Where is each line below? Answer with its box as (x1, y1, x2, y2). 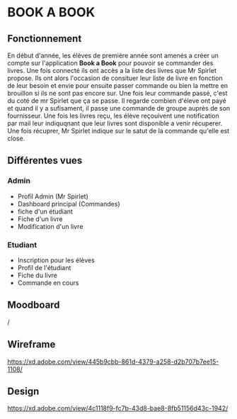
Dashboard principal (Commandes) (17, 199, 120, 208)
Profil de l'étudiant (17, 263, 71, 272)
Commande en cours (17, 278, 79, 287)
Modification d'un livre (17, 222, 83, 230)
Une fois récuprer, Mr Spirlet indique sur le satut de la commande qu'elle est (7, 127, 230, 135)
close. (7, 134, 25, 143)
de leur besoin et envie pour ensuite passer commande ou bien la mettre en (7, 82, 229, 89)
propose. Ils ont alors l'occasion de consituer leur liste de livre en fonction (7, 74, 223, 82)
